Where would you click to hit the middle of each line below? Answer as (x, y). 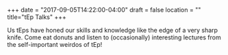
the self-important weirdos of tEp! (55, 44)
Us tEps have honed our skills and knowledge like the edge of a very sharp (112, 30)
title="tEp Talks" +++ (37, 17)
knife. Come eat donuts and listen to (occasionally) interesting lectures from (114, 37)
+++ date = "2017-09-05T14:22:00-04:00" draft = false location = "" (104, 10)
